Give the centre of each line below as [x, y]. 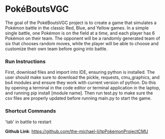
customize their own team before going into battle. [56, 49]
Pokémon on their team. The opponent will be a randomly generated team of [83, 38]
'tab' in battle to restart [28, 122]
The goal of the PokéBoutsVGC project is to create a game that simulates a [81, 23]
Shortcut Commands [31, 111]
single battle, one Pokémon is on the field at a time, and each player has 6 [80, 33]
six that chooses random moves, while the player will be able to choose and [82, 43]
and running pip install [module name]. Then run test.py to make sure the [79, 93]
